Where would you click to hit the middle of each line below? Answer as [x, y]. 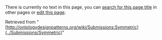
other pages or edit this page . [36, 12]
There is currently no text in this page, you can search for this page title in [81, 7]
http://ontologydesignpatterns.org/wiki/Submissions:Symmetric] [73, 27]
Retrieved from [20, 22]
